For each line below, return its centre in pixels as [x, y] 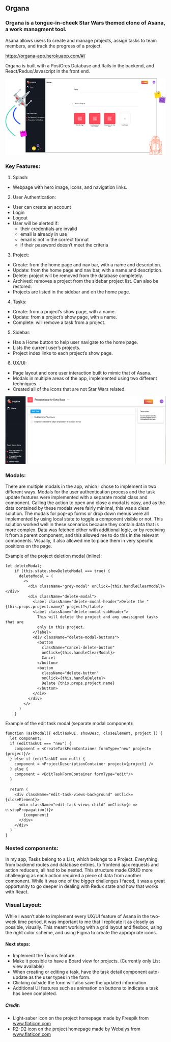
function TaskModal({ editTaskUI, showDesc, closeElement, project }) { [84, 734]
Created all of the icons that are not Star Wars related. [69, 389]
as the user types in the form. [60, 977]
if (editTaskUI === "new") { [41, 744]
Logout [20, 218]
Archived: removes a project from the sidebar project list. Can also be [85, 281]
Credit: [13, 1005]
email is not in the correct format [54, 240]
